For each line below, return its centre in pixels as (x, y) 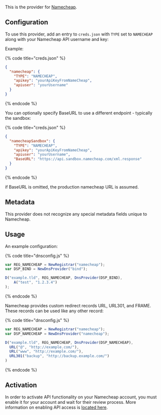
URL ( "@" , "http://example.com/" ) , (44, 347)
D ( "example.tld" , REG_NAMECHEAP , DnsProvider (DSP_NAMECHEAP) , (69, 342)
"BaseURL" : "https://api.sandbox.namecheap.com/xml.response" (78, 159)
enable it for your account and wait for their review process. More (71, 402)
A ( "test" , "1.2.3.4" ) (35, 283)
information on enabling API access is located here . (56, 407)
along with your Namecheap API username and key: (57, 39)
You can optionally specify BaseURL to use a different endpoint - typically (79, 113)
